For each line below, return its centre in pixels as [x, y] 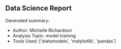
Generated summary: [27, 20]
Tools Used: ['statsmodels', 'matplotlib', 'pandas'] [64, 41]
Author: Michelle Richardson [42, 30]
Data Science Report [39, 8]
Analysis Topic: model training [44, 35]
